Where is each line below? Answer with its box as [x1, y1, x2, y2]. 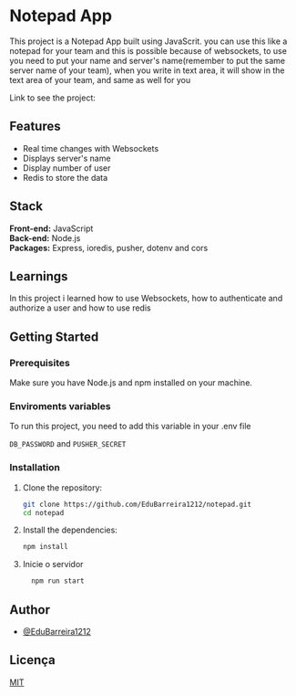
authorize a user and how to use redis [9, 302, 152, 313]
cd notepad [22, 508, 65, 517]
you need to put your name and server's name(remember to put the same [9, 55, 285, 66]
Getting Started [9, 329, 99, 344]
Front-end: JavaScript [9, 223, 94, 234]
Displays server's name [22, 153, 111, 163]
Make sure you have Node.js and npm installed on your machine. [9, 377, 253, 388]
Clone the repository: [22, 481, 103, 493]
